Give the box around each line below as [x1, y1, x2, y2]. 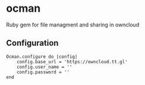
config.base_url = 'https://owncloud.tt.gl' [17, 59, 128, 64]
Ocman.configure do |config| [6, 53, 78, 60]
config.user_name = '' [17, 64, 72, 70]
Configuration [6, 38, 59, 48]
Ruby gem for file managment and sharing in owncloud [6, 21, 140, 28]
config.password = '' [17, 69, 70, 75]
